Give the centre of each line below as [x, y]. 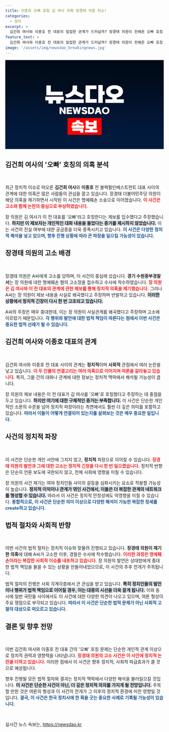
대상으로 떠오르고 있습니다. [40, 609]
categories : [18, 16]
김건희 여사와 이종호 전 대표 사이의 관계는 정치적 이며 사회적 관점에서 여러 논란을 [83, 364]
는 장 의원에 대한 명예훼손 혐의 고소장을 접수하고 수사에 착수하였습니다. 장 [81, 282]
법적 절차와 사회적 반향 [38, 525]
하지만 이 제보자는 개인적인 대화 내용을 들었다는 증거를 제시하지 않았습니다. [84, 223]
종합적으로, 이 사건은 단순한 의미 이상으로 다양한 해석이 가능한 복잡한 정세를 [84, 502]
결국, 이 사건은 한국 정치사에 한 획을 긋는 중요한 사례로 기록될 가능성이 [87, 698]
